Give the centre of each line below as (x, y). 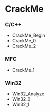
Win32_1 (21, 105)
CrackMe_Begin (29, 35)
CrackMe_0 (24, 41)
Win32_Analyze (28, 94)
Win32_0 (21, 99)
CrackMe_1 (23, 70)
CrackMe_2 (24, 46)
